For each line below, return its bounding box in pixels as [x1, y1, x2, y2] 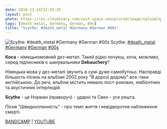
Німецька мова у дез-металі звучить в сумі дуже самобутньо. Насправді [5, 69, 162, 75]
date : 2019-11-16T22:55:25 [5, 7, 61, 12]
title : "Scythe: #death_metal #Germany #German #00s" [5, 26, 119, 31]
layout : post [5, 12, 32, 17]
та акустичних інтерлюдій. [5, 85, 61, 90]
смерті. [5, 109, 21, 115]
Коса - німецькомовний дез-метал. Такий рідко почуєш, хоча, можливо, [5, 54, 160, 60]
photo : [5, 16, 19, 21]
